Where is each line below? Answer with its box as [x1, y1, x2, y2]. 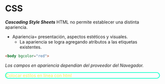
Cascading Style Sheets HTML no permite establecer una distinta [5, 19, 139, 25]
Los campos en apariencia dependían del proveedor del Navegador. [5, 62, 144, 68]
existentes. [19, 44, 42, 50]
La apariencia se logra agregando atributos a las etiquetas [19, 39, 137, 44]
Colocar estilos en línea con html [5, 72, 72, 78]
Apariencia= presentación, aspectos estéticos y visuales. [12, 34, 128, 40]
